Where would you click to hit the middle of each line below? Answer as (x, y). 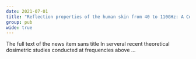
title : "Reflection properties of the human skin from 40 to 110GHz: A (95, 17)
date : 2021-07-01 (27, 11)
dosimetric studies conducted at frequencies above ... (71, 50)
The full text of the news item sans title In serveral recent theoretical (88, 44)
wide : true (19, 27)
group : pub (19, 22)
